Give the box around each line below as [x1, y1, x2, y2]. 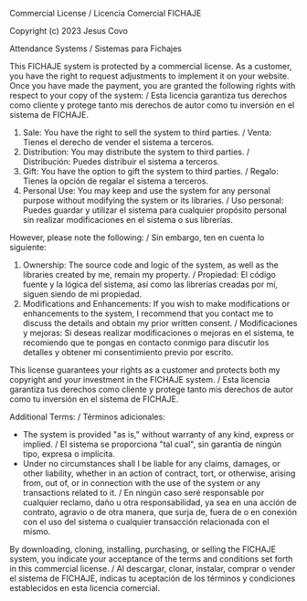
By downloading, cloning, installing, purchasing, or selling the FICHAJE [9, 543, 277, 554]
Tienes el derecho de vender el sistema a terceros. [22, 137, 215, 147]
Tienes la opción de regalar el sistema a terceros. [22, 175, 208, 186]
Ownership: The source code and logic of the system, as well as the [22, 259, 279, 270]
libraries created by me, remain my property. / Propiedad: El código [22, 269, 277, 279]
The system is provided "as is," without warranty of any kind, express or [22, 429, 294, 439]
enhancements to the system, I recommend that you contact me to [22, 308, 274, 319]
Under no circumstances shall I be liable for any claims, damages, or [22, 459, 281, 469]
